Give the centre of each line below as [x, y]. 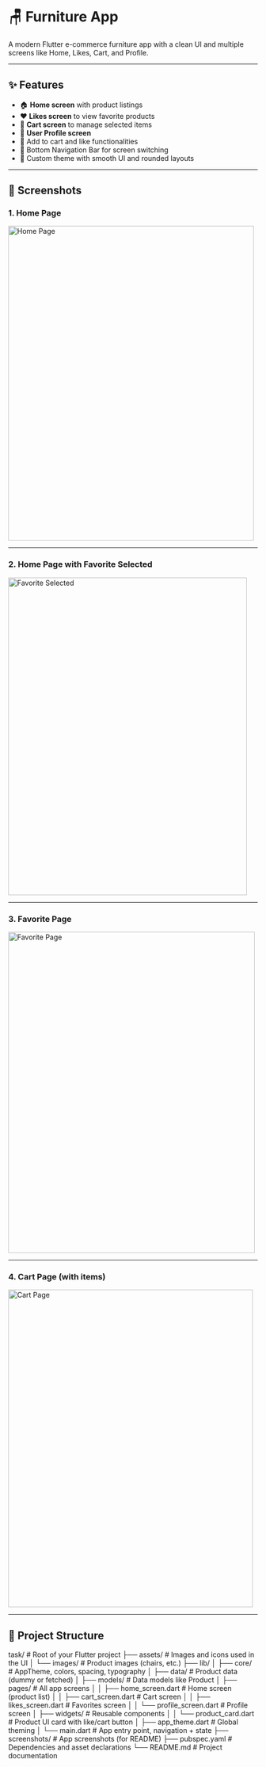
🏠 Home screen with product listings [81, 105]
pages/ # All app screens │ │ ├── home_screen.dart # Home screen [120, 1689]
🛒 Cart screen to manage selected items [86, 124]
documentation [33, 1756]
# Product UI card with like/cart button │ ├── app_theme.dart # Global [123, 1722]
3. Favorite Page [40, 919]
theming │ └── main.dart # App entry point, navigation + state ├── [118, 1731]
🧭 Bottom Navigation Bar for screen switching [94, 150]
